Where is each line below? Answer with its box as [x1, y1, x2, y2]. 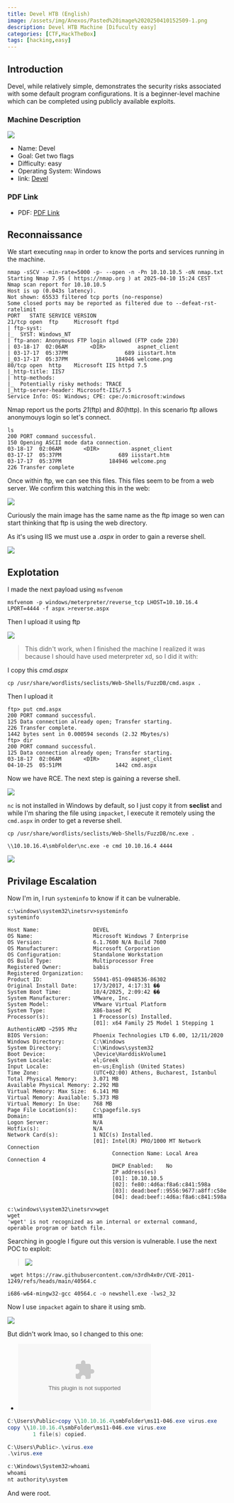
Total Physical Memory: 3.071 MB [7, 1075, 119, 1083]
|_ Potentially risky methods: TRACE [7, 381, 122, 388]
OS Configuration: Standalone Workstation [7, 951, 163, 958]
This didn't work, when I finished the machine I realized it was [24, 645, 206, 653]
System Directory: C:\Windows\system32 [7, 1044, 154, 1051]
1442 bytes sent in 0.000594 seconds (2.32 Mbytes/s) [7, 731, 170, 738]
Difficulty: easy [17, 159, 62, 168]
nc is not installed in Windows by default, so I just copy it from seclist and [7, 802, 222, 810]
